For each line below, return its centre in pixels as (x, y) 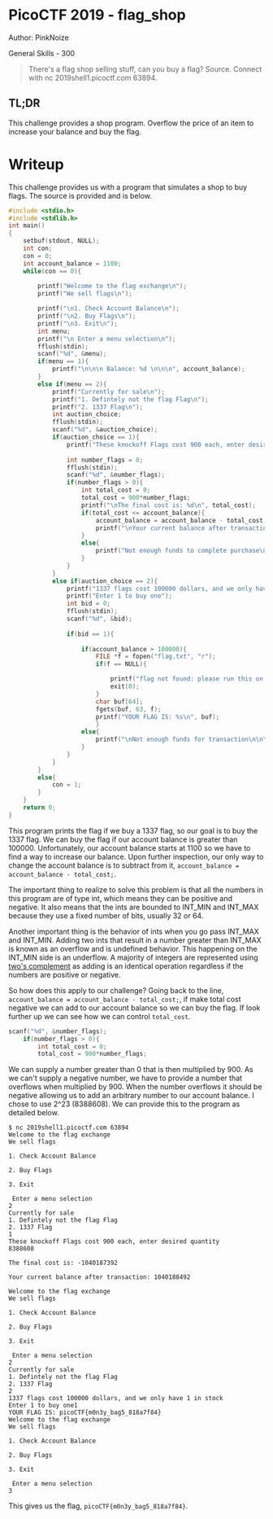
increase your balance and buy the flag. (75, 131)
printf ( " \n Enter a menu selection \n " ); (107, 339)
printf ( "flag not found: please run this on (187, 679)
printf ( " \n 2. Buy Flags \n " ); (87, 316)
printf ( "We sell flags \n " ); (85, 294)
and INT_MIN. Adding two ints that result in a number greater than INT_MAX (135, 940)
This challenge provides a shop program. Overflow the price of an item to (131, 123)
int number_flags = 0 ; (105, 460)
